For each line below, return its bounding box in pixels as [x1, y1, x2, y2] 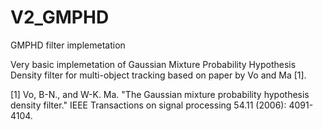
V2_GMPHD [10, 6, 110, 29]
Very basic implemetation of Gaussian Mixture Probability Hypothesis [10, 58, 297, 70]
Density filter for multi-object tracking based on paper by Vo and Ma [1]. [10, 69, 307, 81]
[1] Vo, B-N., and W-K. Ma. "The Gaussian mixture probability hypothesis [10, 88, 310, 100]
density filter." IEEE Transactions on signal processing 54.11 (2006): [10, 99, 287, 111]
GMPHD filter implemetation [10, 39, 126, 51]
